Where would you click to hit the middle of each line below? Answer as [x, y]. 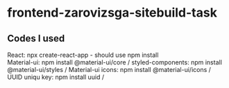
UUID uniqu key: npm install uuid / [56, 77]
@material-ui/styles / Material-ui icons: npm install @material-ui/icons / [109, 70]
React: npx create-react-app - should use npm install [83, 55]
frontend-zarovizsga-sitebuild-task [112, 13]
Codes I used [36, 38]
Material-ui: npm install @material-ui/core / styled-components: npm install [114, 62]
